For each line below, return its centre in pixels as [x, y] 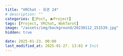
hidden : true [19, 32]
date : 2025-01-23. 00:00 [31, 42]
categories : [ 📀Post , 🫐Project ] [38, 19]
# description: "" [24, 14]
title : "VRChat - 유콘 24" [32, 10]
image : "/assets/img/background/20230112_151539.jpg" [62, 28]
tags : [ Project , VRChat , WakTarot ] [42, 23]
